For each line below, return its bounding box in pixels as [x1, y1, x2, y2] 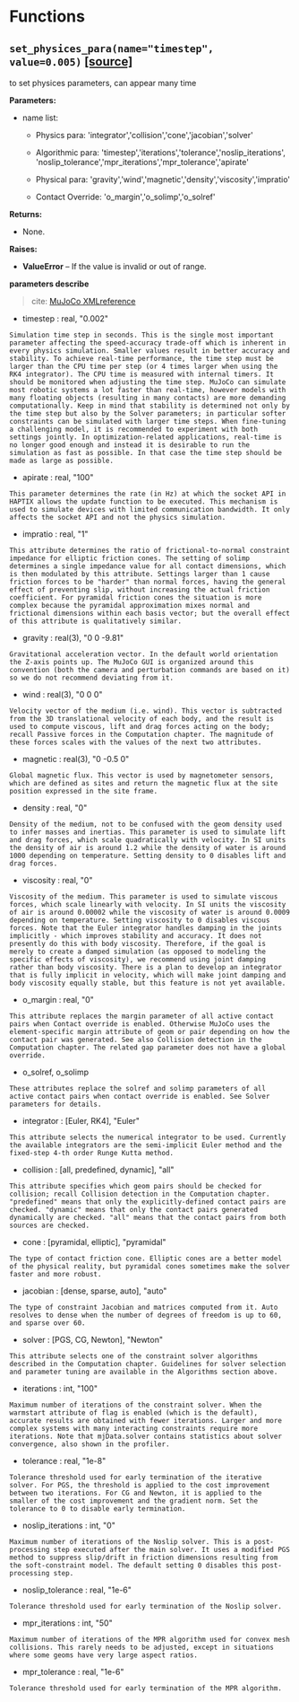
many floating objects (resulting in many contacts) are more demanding [9, 393, 286, 402]
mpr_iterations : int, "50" [21, 1618, 114, 1628]
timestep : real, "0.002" [21, 313, 109, 324]
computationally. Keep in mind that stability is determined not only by [9, 401, 291, 410]
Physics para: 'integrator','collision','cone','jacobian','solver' [35, 130, 253, 140]
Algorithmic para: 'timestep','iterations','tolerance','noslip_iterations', [35, 147, 286, 158]
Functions [9, 6, 85, 27]
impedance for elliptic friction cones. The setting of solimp [9, 554, 251, 563]
